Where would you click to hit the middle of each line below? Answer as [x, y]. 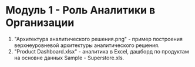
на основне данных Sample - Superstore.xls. [69, 58]
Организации [40, 23]
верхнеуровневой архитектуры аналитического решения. [87, 45]
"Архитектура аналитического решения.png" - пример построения [98, 39]
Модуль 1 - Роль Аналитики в [80, 10]
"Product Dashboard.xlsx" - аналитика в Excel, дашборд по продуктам [101, 51]
